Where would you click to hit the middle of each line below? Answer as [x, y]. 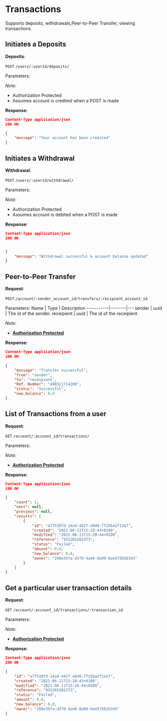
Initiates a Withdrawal [40, 158]
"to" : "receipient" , [35, 380]
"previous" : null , [33, 512]
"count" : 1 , [26, 502]
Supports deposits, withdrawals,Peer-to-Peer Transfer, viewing [70, 23]
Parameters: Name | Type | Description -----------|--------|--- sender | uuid [84, 308]
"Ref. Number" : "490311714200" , [48, 384]
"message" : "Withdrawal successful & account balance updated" [81, 256]
